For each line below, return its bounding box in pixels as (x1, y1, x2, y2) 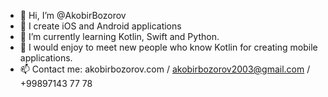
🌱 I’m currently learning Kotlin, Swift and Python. (19, 31, 220, 42)
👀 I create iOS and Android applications (19, 20, 182, 32)
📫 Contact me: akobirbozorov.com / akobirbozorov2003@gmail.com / (19, 63, 311, 75)
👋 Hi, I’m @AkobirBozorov (19, 10, 127, 21)
